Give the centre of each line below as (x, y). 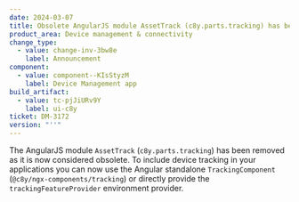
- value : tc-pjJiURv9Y (59, 100)
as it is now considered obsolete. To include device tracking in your (133, 160)
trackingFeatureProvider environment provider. (97, 188)
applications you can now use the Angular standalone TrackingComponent (142, 169)
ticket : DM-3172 (39, 117)
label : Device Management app (81, 84)
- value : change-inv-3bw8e (67, 51)
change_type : (33, 42)
